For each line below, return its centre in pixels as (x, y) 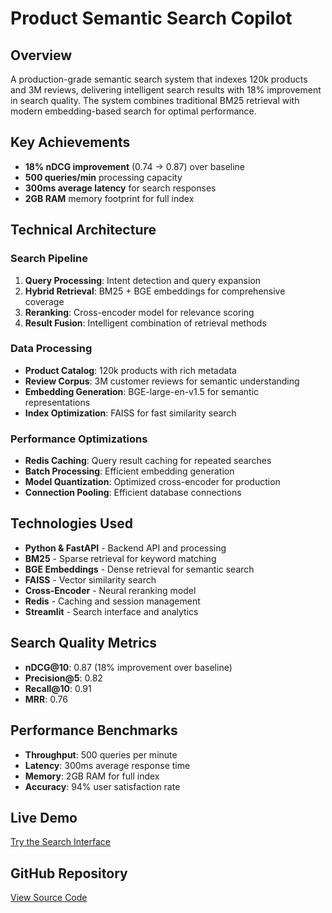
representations (57, 402)
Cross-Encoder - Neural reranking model (110, 590)
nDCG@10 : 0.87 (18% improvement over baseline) (128, 667)
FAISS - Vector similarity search (90, 579)
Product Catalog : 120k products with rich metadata (130, 370)
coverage (44, 301)
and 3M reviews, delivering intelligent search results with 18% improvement (166, 90)
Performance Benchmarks (94, 730)
